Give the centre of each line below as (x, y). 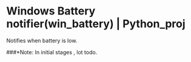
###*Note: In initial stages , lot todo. (52, 52)
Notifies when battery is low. (42, 40)
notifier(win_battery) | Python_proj (96, 24)
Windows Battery (51, 11)
